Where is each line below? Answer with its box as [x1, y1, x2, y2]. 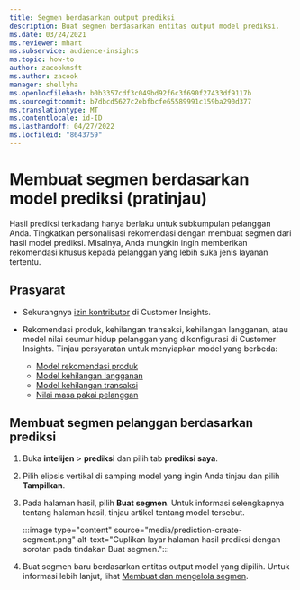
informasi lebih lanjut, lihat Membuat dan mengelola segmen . [22, 571, 250, 582]
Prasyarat [9, 283, 66, 298]
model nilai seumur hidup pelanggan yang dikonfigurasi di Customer [22, 333, 277, 344]
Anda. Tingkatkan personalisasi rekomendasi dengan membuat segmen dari [9, 227, 292, 239]
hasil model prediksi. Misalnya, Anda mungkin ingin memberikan [9, 237, 248, 248]
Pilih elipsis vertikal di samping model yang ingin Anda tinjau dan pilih [22, 470, 280, 482]
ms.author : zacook [9, 72, 78, 81]
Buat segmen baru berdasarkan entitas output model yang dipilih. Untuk [22, 561, 290, 572]
